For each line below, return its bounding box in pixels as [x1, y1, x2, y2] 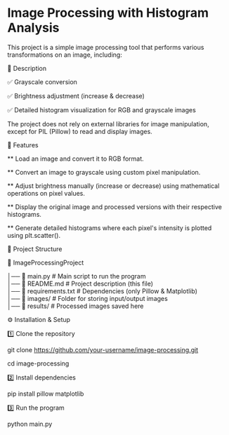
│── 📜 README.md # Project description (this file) [7, 279, 153, 288]
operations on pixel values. [7, 189, 86, 197]
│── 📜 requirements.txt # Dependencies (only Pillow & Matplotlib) [7, 286, 198, 295]
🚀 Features [7, 140, 39, 149]
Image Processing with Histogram [7, 5, 209, 21]
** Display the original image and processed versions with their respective [7, 202, 223, 211]
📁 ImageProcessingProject [7, 258, 84, 267]
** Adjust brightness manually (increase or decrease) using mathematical [7, 181, 220, 190]
